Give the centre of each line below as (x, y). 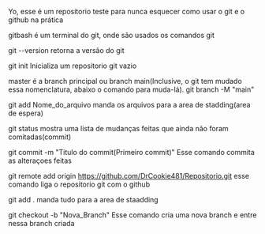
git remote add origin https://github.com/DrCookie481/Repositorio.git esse (129, 176)
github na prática (36, 20)
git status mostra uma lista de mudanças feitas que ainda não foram (118, 128)
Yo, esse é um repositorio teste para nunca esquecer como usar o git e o (127, 11)
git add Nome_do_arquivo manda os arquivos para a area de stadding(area (129, 105)
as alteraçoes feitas (40, 160)
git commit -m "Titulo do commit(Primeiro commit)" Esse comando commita (131, 152)
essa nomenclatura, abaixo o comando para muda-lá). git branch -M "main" (131, 89)
